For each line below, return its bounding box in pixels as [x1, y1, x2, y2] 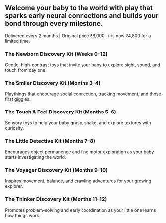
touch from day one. [5, 67, 47, 73]
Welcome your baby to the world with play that [5, 4, 153, 12]
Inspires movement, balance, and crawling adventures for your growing [5, 178, 152, 184]
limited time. [5, 38, 30, 44]
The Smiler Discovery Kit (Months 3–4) [5, 80, 101, 87]
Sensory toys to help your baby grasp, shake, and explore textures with [5, 119, 152, 126]
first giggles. [5, 96, 31, 102]
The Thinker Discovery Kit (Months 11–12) [5, 196, 107, 203]
